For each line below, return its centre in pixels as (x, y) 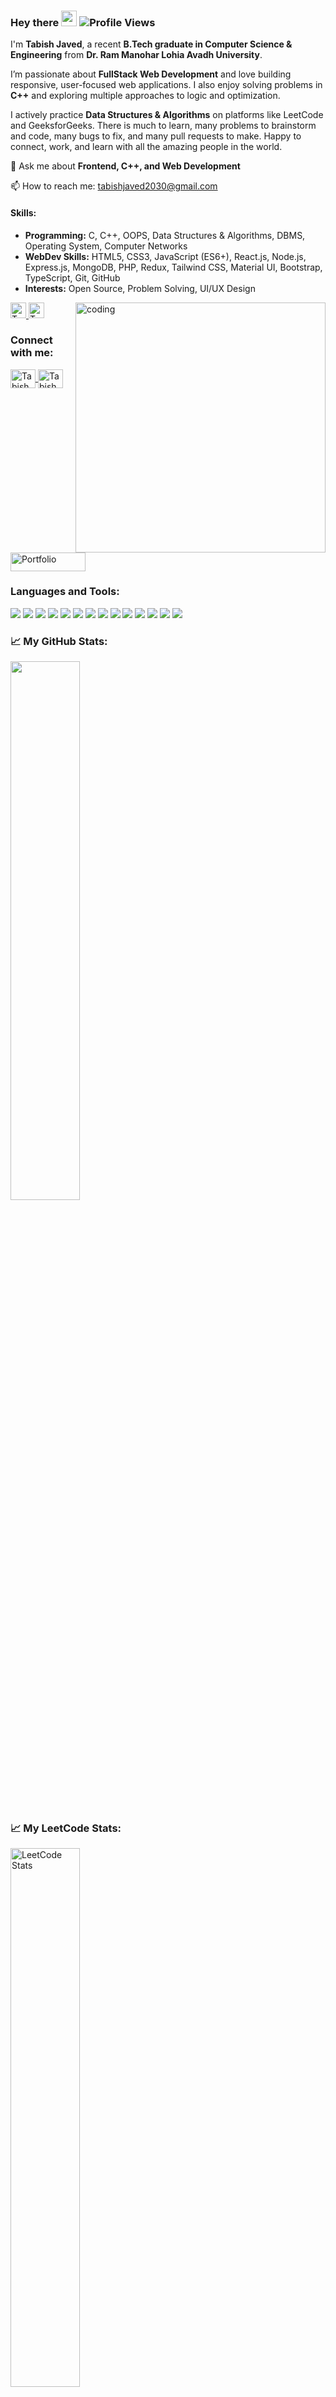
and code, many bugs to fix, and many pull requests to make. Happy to (156, 136)
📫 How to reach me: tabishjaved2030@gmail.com (114, 186)
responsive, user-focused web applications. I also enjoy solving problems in (166, 85)
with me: (32, 353)
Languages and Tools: (65, 592)
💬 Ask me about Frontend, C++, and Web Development (125, 166)
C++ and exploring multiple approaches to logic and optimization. (145, 96)
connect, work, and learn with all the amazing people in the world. (146, 147)
